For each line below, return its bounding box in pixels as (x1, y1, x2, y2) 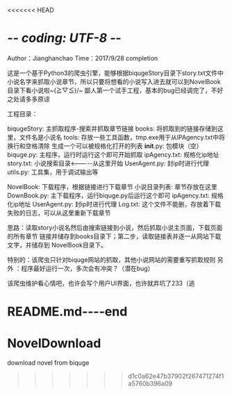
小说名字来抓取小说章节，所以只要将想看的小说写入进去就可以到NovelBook (7, 77, 221, 85)
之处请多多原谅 (7, 95, 50, 103)
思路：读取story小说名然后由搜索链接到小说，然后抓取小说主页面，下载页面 (7, 223, 223, 231)
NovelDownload (7, 336, 101, 352)
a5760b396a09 (128, 379, 172, 388)
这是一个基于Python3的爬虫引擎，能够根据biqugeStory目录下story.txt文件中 (7, 69, 224, 77)
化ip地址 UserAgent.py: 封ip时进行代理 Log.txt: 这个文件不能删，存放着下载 (7, 199, 221, 208)
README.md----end (7, 304, 128, 320)
